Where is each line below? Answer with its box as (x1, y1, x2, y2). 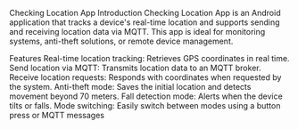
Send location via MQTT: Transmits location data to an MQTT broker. (9, 62, 261, 73)
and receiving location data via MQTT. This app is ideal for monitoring (9, 27, 266, 36)
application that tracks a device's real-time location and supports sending (9, 17, 280, 28)
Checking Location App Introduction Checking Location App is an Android (9, 8, 281, 18)
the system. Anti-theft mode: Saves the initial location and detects (9, 82, 252, 92)
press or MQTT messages (9, 110, 105, 120)
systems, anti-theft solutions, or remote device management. (9, 36, 234, 46)
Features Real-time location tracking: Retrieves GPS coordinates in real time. (9, 53, 290, 63)
